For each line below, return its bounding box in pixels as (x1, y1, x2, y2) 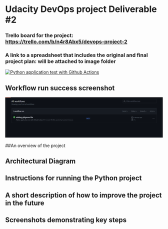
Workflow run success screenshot (5, 83, 115, 92)
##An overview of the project (5, 142, 66, 148)
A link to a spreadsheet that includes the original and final (5, 51, 148, 58)
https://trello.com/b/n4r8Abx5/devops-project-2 (5, 38, 127, 45)
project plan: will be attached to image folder (5, 58, 116, 65)
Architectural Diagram (5, 157, 76, 165)
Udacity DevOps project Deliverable (5, 3, 157, 15)
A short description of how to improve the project (5, 191, 162, 199)
